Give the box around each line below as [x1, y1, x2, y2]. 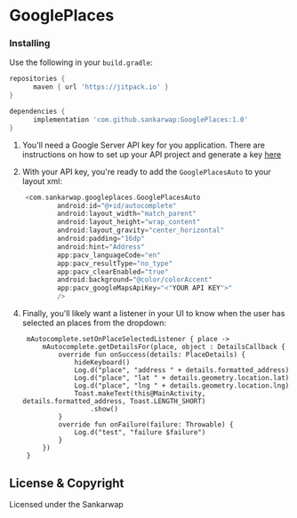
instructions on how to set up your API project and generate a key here [21, 148, 282, 160]
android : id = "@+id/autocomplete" [56, 201, 177, 210]
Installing [9, 37, 51, 50]
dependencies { [9, 108, 66, 116]
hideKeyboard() [74, 358, 131, 367]
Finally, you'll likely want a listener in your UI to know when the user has [21, 308, 285, 319]
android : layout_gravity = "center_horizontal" [56, 226, 225, 235]
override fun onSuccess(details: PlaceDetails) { [58, 350, 246, 360]
